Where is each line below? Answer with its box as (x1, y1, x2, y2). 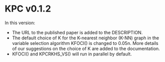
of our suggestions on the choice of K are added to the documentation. (12, 45, 160, 51)
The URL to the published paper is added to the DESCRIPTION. (12, 29, 143, 35)
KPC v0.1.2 (5, 3, 51, 15)
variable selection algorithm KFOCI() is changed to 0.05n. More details (12, 40, 158, 46)
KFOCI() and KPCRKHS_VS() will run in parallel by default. (12, 51, 132, 57)
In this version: (5, 20, 36, 26)
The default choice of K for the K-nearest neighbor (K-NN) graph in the (12, 35, 159, 41)
